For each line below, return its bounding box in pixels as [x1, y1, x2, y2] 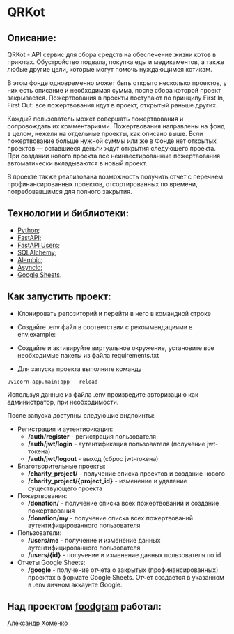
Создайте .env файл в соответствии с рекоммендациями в [17, 322, 193, 331]
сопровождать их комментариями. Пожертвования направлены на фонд [7, 122, 225, 130]
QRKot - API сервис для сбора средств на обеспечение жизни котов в [7, 50, 217, 59]
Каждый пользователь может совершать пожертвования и [7, 114, 184, 123]
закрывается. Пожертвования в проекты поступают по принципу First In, [7, 93, 225, 102]
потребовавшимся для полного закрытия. [7, 188, 132, 195]
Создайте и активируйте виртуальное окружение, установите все [17, 343, 214, 352]
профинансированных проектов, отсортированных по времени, [7, 180, 198, 188]
